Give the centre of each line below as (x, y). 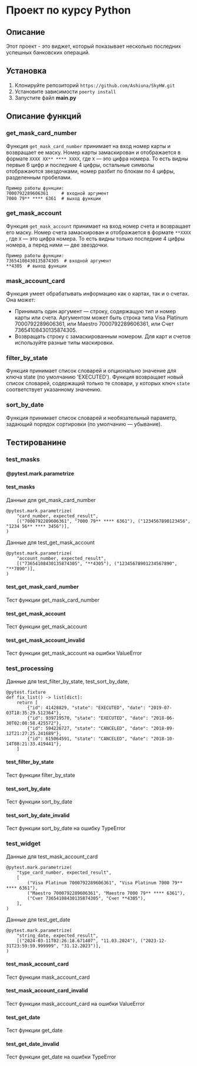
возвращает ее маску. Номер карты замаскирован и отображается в (94, 152)
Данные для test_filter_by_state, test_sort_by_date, (68, 681)
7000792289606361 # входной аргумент (58, 193)
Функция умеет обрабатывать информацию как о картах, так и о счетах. (98, 294)
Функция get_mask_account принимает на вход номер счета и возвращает (98, 226)
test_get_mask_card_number (43, 587)
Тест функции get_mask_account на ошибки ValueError (74, 653)
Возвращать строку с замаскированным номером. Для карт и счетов (103, 336)
